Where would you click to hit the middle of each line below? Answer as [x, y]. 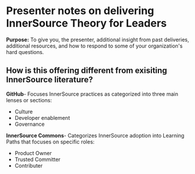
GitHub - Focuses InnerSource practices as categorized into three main [92, 94]
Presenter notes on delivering [80, 11]
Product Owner [33, 153]
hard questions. [25, 52]
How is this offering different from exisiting [87, 71]
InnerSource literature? [49, 80]
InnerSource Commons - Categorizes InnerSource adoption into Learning [95, 135]
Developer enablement [42, 118]
